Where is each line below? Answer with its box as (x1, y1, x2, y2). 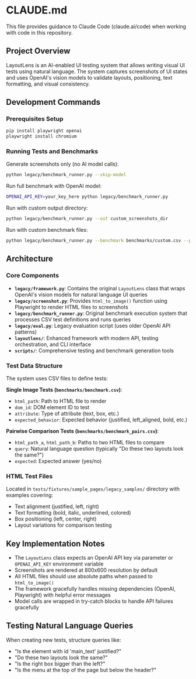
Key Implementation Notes (6, 539, 105, 548)
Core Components (6, 272, 60, 280)
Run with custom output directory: (6, 204, 88, 211)
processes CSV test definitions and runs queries (14, 316, 131, 323)
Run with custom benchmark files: (6, 227, 88, 234)
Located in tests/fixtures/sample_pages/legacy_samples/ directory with (6, 485, 180, 492)
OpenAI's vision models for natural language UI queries (14, 291, 148, 298)
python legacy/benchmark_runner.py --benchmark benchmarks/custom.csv (6, 238, 181, 244)
